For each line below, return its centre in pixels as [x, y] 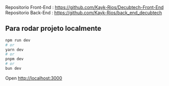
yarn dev [14, 50]
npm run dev [18, 40]
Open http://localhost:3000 [34, 78]
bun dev [13, 69]
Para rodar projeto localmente [53, 29]
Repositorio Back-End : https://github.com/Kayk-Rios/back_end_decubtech [84, 13]
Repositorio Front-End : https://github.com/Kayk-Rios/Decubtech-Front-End [84, 7]
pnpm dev [14, 59]
